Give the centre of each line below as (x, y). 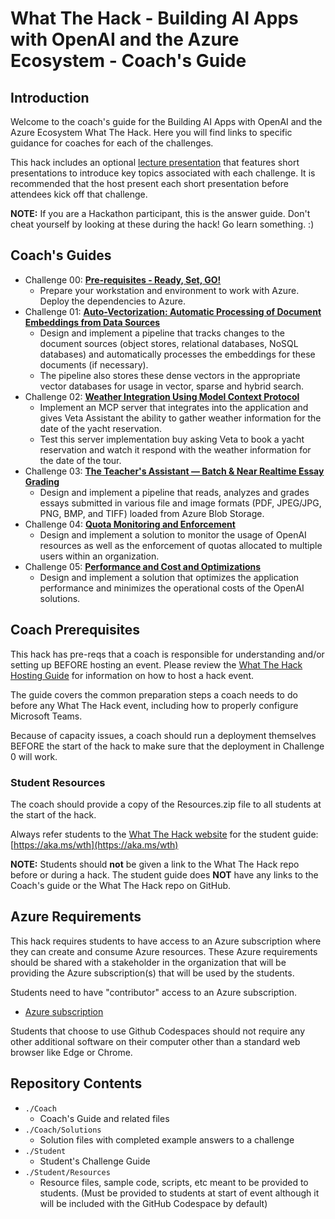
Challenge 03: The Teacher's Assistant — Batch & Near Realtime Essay (174, 471)
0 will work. (34, 756)
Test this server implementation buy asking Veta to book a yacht (172, 439)
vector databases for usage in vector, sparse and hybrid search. (172, 386)
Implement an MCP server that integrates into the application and (174, 407)
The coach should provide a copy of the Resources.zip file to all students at (166, 804)
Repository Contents (76, 1083)
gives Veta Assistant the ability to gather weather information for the (180, 418)
